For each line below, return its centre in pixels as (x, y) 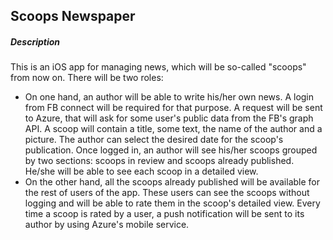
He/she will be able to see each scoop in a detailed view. (141, 171)
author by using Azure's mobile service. (107, 225)
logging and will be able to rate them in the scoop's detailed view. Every (172, 203)
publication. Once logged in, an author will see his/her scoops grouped (171, 150)
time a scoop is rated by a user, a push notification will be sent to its (164, 214)
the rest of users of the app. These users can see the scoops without (167, 193)
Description (35, 41)
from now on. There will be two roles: (87, 78)
